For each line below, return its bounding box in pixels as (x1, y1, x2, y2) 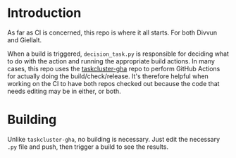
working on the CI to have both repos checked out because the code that (7, 79, 220, 87)
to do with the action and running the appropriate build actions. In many (7, 56, 215, 65)
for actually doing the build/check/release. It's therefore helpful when (7, 72, 209, 80)
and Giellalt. (7, 35, 42, 44)
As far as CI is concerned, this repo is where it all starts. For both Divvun (7, 28, 218, 37)
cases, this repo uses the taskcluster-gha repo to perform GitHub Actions (7, 64, 221, 73)
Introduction (7, 5, 82, 21)
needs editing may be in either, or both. (7, 87, 121, 95)
